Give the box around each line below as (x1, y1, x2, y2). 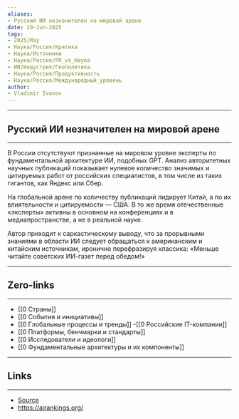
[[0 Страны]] (17, 304, 57, 314)
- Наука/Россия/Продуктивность (7, 70, 100, 77)
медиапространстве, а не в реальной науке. (7, 215, 143, 224)
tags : (7, 30, 23, 38)
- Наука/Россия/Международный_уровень (7, 76, 122, 84)
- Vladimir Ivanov (7, 90, 62, 97)
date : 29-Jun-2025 (7, 24, 62, 31)
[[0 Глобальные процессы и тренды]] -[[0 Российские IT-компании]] (17, 320, 228, 329)
